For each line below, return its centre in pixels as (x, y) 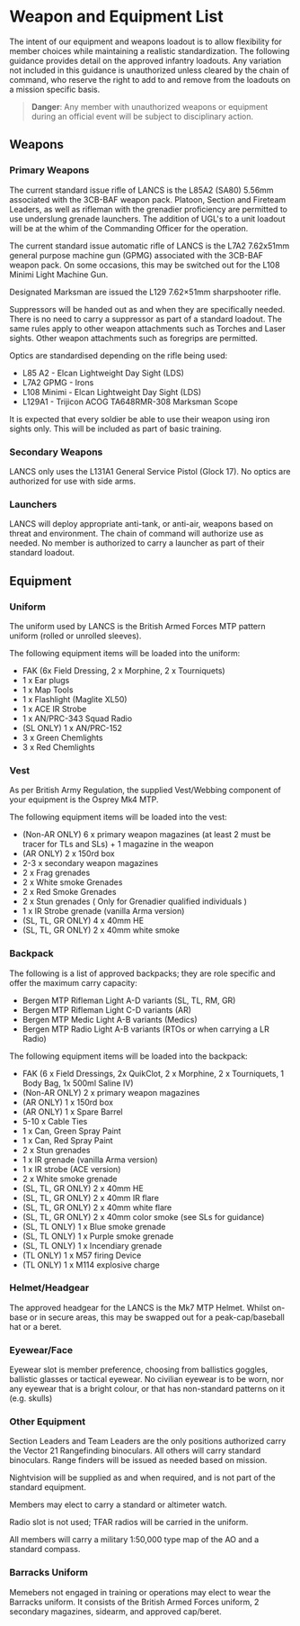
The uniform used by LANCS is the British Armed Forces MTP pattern (137, 626)
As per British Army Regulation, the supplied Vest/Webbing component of (145, 790)
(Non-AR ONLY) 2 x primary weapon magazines (111, 1092)
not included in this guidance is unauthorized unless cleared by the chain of (150, 70)
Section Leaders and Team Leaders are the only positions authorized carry (148, 1441)
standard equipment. (48, 1487)
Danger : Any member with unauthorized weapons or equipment (150, 106)
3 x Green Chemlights (62, 737)
